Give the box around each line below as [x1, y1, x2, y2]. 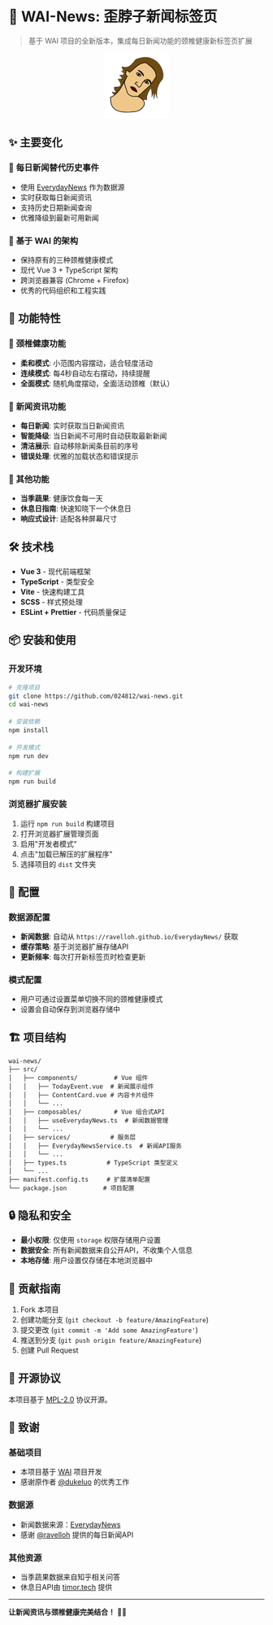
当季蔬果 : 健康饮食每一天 [19, 494, 103, 503]
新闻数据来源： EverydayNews [19, 1519, 121, 1529]
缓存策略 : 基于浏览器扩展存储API [19, 942, 129, 952]
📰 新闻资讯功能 [8, 400, 67, 412]
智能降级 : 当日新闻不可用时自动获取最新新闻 [19, 430, 167, 440]
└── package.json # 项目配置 [8, 1184, 136, 1192]
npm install [8, 726, 49, 734]
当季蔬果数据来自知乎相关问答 [19, 1572, 120, 1582]
